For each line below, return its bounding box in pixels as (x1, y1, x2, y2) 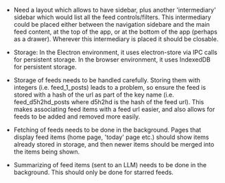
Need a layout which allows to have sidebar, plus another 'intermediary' (13, 6, 216, 14)
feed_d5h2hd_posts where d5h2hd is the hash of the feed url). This (13, 98, 204, 106)
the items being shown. (13, 147, 80, 156)
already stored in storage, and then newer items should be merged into (13, 141, 215, 148)
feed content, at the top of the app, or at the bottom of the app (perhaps (13, 27, 217, 36)
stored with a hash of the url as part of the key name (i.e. (13, 90, 175, 99)
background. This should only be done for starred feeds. (13, 168, 174, 176)
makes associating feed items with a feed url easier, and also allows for (13, 106, 215, 113)
